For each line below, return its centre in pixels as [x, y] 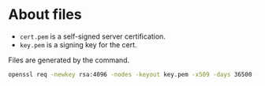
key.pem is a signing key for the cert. [78, 44]
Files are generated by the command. [69, 60]
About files [45, 15]
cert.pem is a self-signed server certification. [92, 36]
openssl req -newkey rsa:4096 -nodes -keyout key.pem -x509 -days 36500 [130, 74]
